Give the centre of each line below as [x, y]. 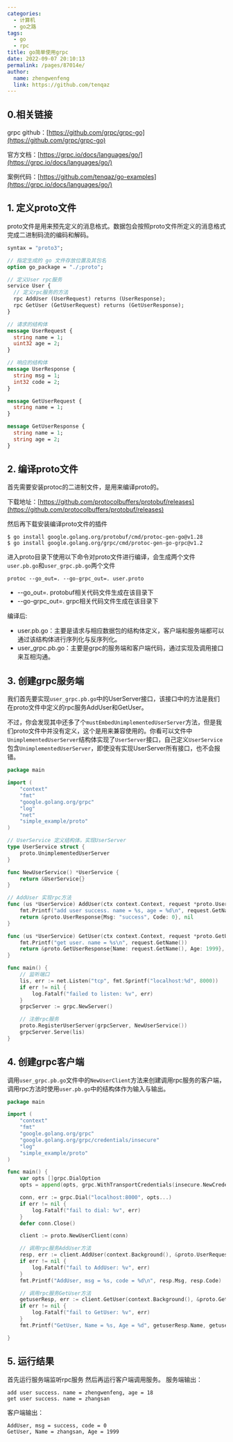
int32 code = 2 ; [37, 382]
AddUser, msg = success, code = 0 [57, 1425]
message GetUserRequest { [44, 401]
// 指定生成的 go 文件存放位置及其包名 [57, 260]
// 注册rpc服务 [40, 1019]
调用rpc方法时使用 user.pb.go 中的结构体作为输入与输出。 [88, 1089]
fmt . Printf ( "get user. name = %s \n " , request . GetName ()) [104, 942]
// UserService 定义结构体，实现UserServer [67, 841]
